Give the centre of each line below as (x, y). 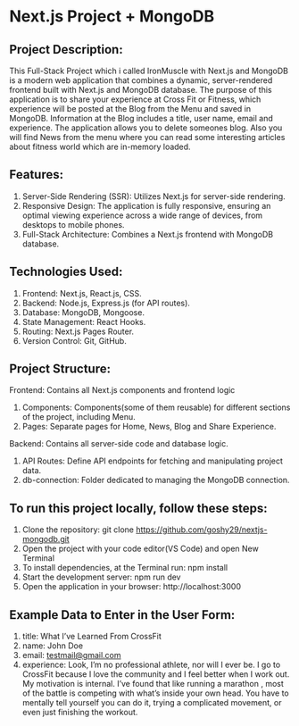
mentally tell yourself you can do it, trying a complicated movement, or (152, 703)
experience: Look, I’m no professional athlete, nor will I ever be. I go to (151, 665)
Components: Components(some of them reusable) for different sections (156, 407)
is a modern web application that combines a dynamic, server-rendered (141, 80)
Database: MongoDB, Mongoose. (83, 312)
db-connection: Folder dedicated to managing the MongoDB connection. (156, 480)
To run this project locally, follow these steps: (138, 508)
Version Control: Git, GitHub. (74, 340)
